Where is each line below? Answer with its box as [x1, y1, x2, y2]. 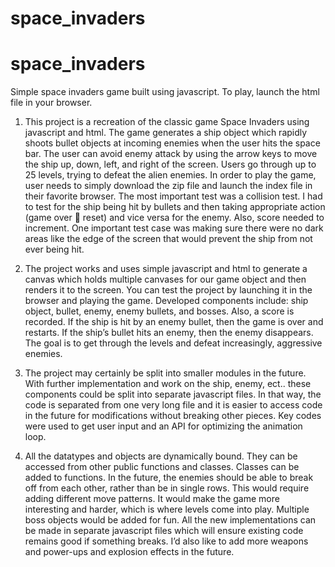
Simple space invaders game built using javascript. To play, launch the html [10, 86, 320, 98]
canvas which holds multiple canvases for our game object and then [24, 273, 307, 286]
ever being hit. [24, 243, 85, 256]
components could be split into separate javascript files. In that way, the [24, 388, 322, 401]
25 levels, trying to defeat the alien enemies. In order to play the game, [24, 169, 317, 181]
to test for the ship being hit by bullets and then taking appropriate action [24, 201, 326, 213]
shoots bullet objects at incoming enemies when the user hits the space [24, 137, 321, 149]
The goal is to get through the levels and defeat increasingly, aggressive [24, 337, 323, 349]
